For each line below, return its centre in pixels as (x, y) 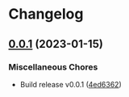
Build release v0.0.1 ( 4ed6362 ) (71, 84)
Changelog (46, 14)
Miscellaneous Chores (53, 67)
